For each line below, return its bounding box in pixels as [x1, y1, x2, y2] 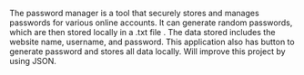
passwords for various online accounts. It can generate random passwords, [9, 17, 293, 28]
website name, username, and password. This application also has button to [9, 36, 295, 47]
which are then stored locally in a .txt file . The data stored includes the [9, 27, 276, 37]
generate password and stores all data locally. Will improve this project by [9, 46, 286, 57]
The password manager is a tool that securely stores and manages [9, 8, 259, 18]
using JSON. [9, 56, 57, 66]
